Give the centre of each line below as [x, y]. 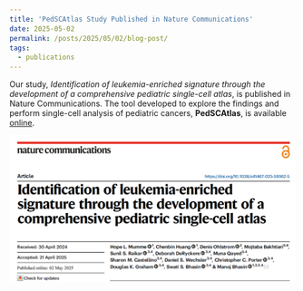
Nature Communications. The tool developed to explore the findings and [144, 103]
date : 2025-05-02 [42, 29]
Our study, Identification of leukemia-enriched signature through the [137, 84]
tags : [20, 48]
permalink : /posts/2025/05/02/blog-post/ [89, 38]
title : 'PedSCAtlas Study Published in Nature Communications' [132, 19]
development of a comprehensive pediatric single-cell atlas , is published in [150, 94]
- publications [46, 58]
